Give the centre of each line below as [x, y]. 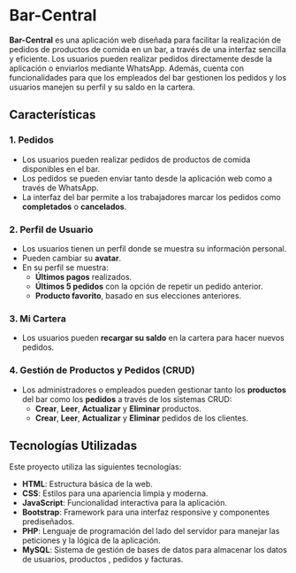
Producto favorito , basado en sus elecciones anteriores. [138, 295]
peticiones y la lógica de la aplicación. [91, 540]
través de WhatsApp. [60, 188]
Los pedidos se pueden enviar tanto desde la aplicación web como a [147, 178]
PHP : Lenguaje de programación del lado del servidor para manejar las [151, 531]
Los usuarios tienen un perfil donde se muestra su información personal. [154, 248]
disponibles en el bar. [61, 168]
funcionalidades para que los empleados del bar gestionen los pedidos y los [148, 77]
